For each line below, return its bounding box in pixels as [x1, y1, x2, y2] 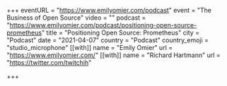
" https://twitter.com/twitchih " [6, 59, 92, 66]
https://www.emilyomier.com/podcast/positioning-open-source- [9, 21, 197, 29]
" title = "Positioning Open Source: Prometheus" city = [41, 28, 199, 37]
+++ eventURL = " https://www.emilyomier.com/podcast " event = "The [6, 6, 211, 14]
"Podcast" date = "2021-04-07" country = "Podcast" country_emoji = [6, 36, 209, 44]
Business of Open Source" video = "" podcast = [6, 13, 146, 22]
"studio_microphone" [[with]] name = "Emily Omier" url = [6, 44, 173, 51]
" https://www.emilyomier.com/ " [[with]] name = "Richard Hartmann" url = [6, 51, 221, 59]
